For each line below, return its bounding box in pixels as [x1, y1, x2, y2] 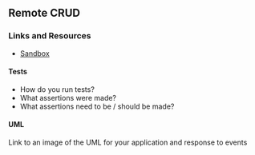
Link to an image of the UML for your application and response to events [8, 137, 248, 147]
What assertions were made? [19, 93, 117, 102]
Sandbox [19, 48, 50, 58]
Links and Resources [8, 30, 91, 42]
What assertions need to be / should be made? [19, 101, 175, 111]
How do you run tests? [19, 84, 95, 94]
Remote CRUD [8, 6, 80, 20]
